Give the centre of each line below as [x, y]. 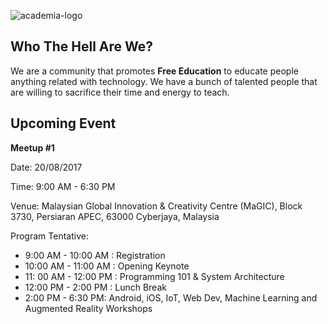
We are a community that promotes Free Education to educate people [154, 71]
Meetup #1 [32, 147]
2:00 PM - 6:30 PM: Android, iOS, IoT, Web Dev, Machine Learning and [171, 297]
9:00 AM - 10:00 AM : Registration [95, 255]
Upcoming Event [63, 123]
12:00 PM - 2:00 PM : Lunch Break [95, 287]
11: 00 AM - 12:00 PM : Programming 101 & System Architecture [154, 276]
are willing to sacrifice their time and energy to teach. [120, 92]
